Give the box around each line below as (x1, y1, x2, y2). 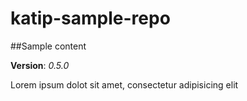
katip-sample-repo (10, 7, 171, 30)
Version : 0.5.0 (10, 59, 70, 71)
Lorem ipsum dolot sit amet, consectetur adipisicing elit (10, 78, 239, 91)
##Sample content (10, 40, 87, 52)
